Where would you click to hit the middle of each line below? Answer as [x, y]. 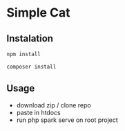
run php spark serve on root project [67, 120]
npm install [23, 54]
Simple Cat [38, 13]
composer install [31, 67]
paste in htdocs [38, 112]
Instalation [30, 38]
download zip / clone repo [54, 105]
